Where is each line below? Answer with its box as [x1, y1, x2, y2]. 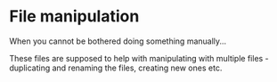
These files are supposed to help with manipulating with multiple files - [9, 53, 269, 63]
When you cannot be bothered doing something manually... [9, 36, 227, 46]
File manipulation [9, 6, 140, 27]
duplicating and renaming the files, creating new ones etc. [9, 62, 223, 73]
